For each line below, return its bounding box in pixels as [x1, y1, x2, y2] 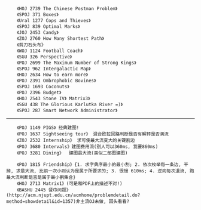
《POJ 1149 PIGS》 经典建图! [17, 125, 80, 131]
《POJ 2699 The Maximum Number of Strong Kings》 [17, 60, 136, 66]
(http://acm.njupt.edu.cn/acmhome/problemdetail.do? [6, 192, 141, 198]
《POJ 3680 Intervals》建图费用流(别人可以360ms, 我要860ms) [17, 144, 159, 150]
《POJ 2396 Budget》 [17, 89, 62, 95]
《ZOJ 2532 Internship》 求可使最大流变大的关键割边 [17, 137, 135, 143]
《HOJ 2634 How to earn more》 [17, 72, 89, 78]
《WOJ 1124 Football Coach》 [17, 48, 83, 54]
